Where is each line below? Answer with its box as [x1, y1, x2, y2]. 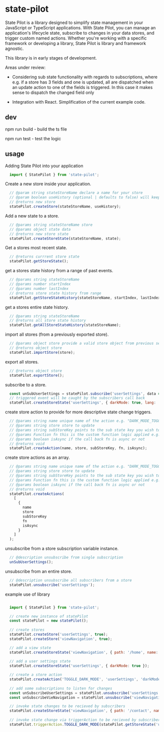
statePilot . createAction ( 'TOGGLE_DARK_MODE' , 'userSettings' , [9, 677, 139, 682]
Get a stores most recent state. [5, 245, 67, 251]
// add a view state [9, 645, 51, 650]
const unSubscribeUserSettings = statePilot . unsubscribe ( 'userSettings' [9, 690, 161, 695]
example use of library [5, 591, 50, 597]
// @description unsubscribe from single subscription [9, 555, 123, 560]
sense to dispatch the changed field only [12, 89, 94, 95]
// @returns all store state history [9, 318, 86, 323]
